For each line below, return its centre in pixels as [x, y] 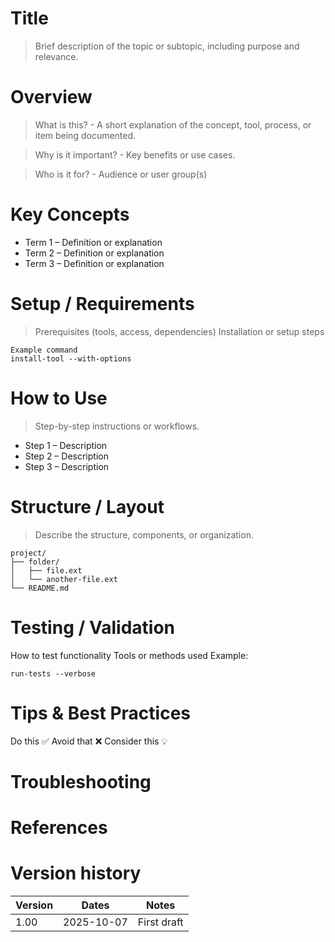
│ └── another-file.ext [64, 579]
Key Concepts [70, 214]
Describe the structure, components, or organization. [144, 534]
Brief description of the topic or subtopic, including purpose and [167, 46]
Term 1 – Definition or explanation [93, 242]
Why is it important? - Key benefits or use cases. [135, 154]
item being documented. [85, 135]
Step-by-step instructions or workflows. [117, 426]
